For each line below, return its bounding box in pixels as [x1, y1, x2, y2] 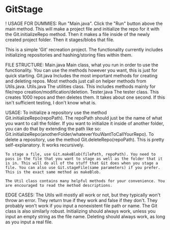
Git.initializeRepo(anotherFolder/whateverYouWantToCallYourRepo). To [5, 131, 154, 137]
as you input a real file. [5, 219, 53, 225]
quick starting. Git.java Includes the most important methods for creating [5, 72, 158, 78]
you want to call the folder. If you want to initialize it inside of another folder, [5, 120, 164, 126]
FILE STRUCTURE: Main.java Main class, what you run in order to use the [5, 62, 159, 68]
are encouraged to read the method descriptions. [5, 183, 113, 188]
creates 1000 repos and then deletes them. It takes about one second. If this [5, 94, 165, 100]
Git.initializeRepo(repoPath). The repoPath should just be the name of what [5, 114, 162, 121]
